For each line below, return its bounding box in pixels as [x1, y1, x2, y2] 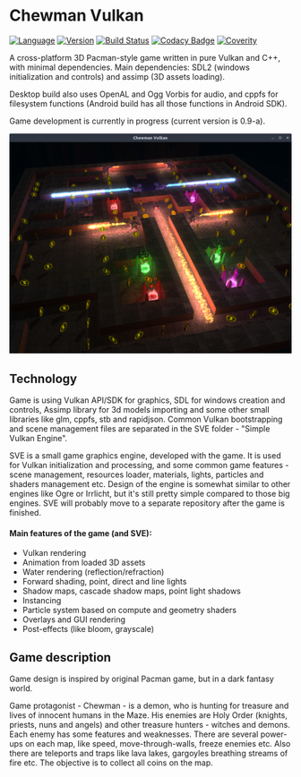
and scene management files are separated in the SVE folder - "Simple [9, 423, 271, 434]
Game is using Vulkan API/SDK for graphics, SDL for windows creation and [9, 395, 286, 406]
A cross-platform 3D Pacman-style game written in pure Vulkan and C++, [9, 52, 280, 63]
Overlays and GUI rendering [21, 614, 126, 625]
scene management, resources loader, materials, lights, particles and [9, 469, 264, 480]
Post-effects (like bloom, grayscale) [21, 624, 155, 635]
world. [9, 683, 33, 694]
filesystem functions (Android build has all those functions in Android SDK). [9, 98, 288, 108]
